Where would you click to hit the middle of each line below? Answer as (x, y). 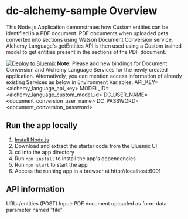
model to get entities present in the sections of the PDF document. (86, 52)
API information (35, 189)
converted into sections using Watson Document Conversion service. (90, 39)
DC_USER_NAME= (126, 95)
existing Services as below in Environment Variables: (70, 82)
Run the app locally (42, 125)
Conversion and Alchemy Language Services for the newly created (87, 69)
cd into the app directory (44, 152)
